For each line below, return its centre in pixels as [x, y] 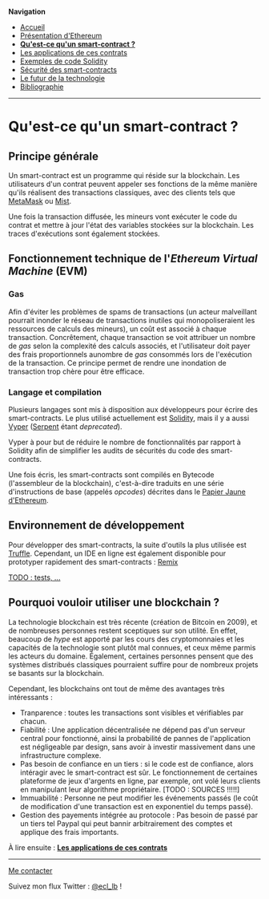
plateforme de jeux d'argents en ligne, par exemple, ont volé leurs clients [140, 780]
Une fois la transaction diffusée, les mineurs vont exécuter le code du [123, 217]
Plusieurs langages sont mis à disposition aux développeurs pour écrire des [133, 409]
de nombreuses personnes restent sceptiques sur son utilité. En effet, [123, 630]
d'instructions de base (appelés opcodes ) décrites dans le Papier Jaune [127, 492]
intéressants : [31, 697]
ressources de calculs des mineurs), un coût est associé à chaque [117, 329]
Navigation [27, 12]
